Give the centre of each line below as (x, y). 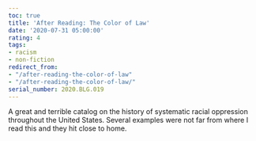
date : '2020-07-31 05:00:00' (56, 30)
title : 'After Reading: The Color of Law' (79, 23)
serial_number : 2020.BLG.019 (56, 89)
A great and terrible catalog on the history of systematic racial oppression (128, 112)
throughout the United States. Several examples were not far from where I (128, 120)
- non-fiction (32, 60)
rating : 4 (24, 38)
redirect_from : (33, 67)
